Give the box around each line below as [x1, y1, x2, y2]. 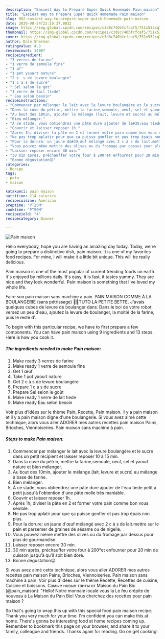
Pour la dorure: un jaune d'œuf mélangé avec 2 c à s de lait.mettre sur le [12, 521, 159, 527]
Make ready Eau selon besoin [12, 400, 72, 405]
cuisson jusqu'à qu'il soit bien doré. [12, 552, 85, 558]
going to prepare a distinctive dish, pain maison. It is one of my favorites [5, 249, 151, 255]
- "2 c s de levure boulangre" [5, 75, 71, 80]
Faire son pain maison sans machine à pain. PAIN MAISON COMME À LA [5, 294, 152, 299]
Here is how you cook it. [5, 334, 54, 340]
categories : [5, 162, 30, 167]
